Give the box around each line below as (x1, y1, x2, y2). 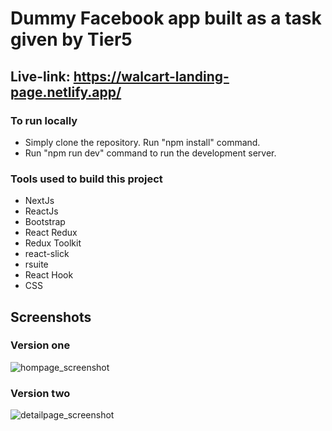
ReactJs (24, 205, 59, 217)
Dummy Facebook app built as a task (10, 7, 322, 30)
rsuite (24, 258, 49, 271)
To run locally (10, 113, 78, 127)
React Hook (24, 269, 74, 281)
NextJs (24, 195, 55, 207)
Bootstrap (24, 216, 66, 228)
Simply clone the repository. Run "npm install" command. (24, 136, 261, 148)
